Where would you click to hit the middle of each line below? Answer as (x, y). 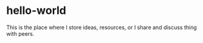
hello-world (36, 11)
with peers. (20, 33)
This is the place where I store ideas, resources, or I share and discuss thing (102, 27)
